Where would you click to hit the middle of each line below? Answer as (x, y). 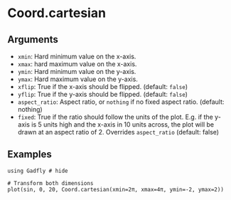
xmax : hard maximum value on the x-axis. (77, 64)
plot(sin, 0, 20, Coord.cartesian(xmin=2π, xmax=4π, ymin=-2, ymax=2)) (116, 189)
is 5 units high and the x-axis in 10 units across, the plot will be (123, 125)
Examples (29, 154)
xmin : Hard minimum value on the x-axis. (77, 56)
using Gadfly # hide (38, 171)
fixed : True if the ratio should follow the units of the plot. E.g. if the (115, 117)
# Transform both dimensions (50, 183)
